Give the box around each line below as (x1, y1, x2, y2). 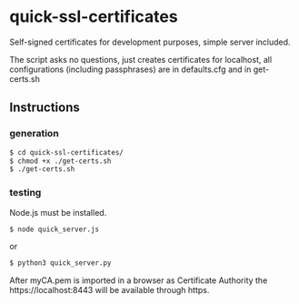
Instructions (9, 100, 80, 116)
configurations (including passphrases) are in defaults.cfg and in (9, 64, 252, 75)
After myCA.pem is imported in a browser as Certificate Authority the (9, 275, 268, 286)
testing (9, 187, 42, 199)
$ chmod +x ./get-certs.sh (9, 157, 112, 166)
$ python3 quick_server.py (9, 258, 112, 268)
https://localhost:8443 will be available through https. (9, 285, 210, 296)
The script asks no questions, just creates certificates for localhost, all (9, 54, 273, 65)
